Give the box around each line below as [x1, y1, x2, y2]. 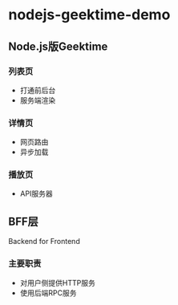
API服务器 [19, 189, 54, 198]
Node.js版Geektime [8, 39, 108, 53]
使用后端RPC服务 [19, 287, 77, 298]
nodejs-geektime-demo [8, 6, 171, 24]
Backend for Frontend [8, 237, 80, 246]
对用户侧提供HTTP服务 [19, 278, 96, 287]
